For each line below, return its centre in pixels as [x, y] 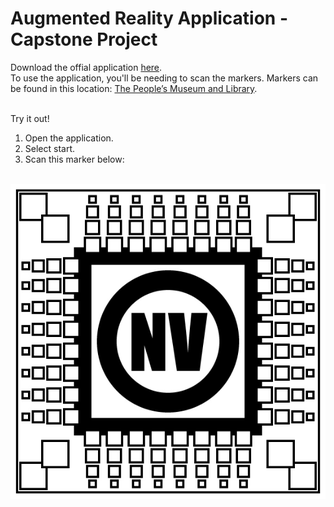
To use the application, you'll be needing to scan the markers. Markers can [164, 78]
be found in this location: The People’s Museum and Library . [134, 88]
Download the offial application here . [86, 67]
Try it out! [30, 118]
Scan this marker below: [74, 159]
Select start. [50, 148]
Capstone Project [84, 39]
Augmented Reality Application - [149, 18]
